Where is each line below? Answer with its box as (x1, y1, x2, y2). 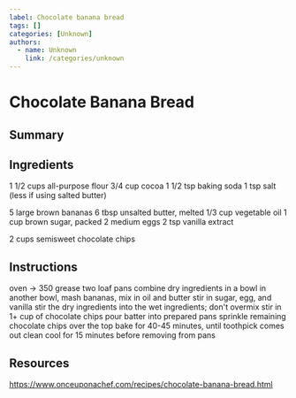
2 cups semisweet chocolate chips (9, 233, 135, 244)
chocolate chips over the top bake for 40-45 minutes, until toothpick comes (9, 320, 285, 332)
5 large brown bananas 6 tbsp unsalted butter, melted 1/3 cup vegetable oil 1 (9, 207, 287, 218)
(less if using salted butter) (9, 190, 108, 201)
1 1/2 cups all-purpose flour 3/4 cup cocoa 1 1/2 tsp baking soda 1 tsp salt (9, 180, 277, 191)
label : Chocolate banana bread (9, 12, 125, 22)
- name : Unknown (17, 46, 77, 55)
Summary (9, 127, 65, 142)
